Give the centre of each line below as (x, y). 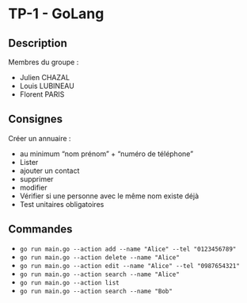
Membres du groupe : (44, 62)
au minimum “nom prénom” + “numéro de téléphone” (106, 153)
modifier (33, 187)
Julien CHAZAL (44, 77)
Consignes (36, 119)
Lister (29, 162)
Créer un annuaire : (40, 138)
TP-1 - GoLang (56, 14)
